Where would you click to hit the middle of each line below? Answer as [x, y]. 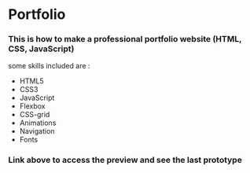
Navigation [37, 131]
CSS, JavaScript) [41, 49]
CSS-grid [35, 115]
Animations [38, 123]
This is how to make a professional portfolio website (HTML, [125, 39]
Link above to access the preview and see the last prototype [125, 160]
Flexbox [32, 106]
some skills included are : [49, 66]
